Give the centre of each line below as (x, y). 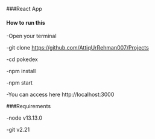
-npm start (20, 83)
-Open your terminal (31, 36)
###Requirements (29, 106)
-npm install (21, 71)
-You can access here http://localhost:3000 (60, 95)
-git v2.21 (18, 130)
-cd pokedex (22, 59)
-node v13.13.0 (24, 118)
